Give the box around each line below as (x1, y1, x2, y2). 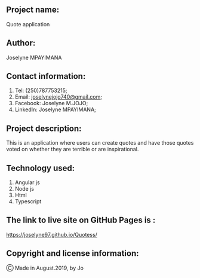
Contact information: (6, 71, 86, 81)
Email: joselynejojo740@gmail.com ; (14, 93, 103, 100)
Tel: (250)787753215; (14, 87, 67, 94)
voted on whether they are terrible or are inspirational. (6, 146, 139, 153)
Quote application (6, 20, 50, 28)
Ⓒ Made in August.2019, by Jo (6, 264, 84, 271)
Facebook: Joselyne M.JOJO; (14, 100, 88, 107)
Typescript (14, 198, 42, 205)
